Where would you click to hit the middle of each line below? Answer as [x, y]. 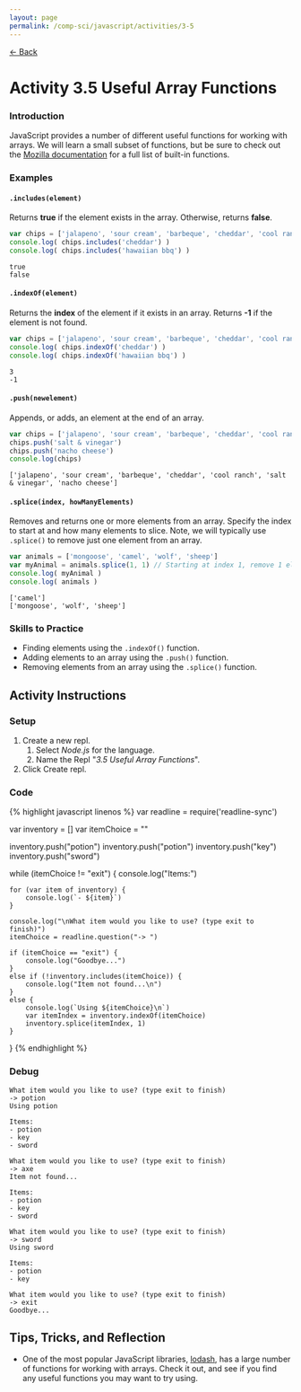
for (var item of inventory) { [68, 890]
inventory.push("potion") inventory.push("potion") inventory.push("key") [143, 847]
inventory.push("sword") [55, 856]
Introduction [37, 116]
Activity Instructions [68, 696]
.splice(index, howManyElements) [72, 502]
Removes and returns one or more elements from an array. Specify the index [150, 521]
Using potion [34, 1106]
